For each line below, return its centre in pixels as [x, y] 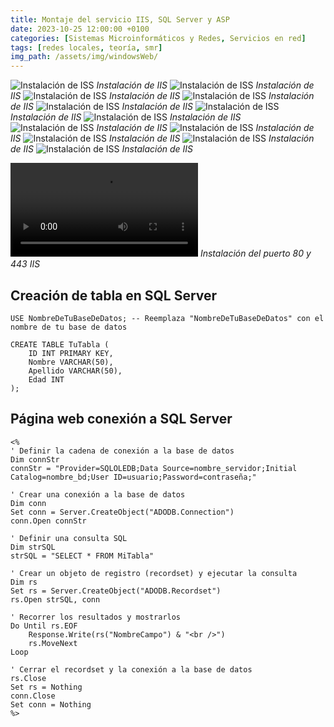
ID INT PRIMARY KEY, [71, 353]
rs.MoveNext [53, 643]
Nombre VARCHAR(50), [71, 362]
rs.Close [28, 678]
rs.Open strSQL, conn [55, 599]
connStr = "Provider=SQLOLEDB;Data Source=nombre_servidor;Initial [154, 468]
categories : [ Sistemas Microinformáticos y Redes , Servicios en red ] [158, 38]
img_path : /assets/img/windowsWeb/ [84, 57]
